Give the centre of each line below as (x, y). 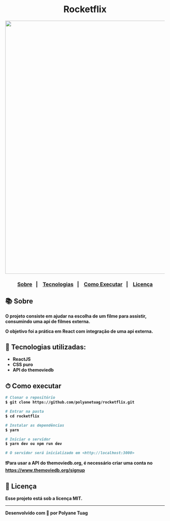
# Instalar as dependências (35, 425)
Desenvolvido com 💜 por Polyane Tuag (47, 513)
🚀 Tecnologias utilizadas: (46, 347)
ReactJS (22, 359)
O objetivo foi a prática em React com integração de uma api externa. (79, 331)
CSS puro (23, 365)
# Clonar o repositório (30, 398)
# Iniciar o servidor (28, 439)
